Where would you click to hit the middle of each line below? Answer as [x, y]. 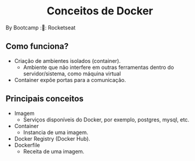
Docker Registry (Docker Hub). [52, 138]
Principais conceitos [45, 99]
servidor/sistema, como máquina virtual [72, 74]
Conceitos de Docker [100, 11]
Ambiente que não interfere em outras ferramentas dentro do [98, 67]
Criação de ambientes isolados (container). [67, 60]
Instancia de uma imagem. [56, 132]
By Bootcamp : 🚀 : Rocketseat [41, 28]
